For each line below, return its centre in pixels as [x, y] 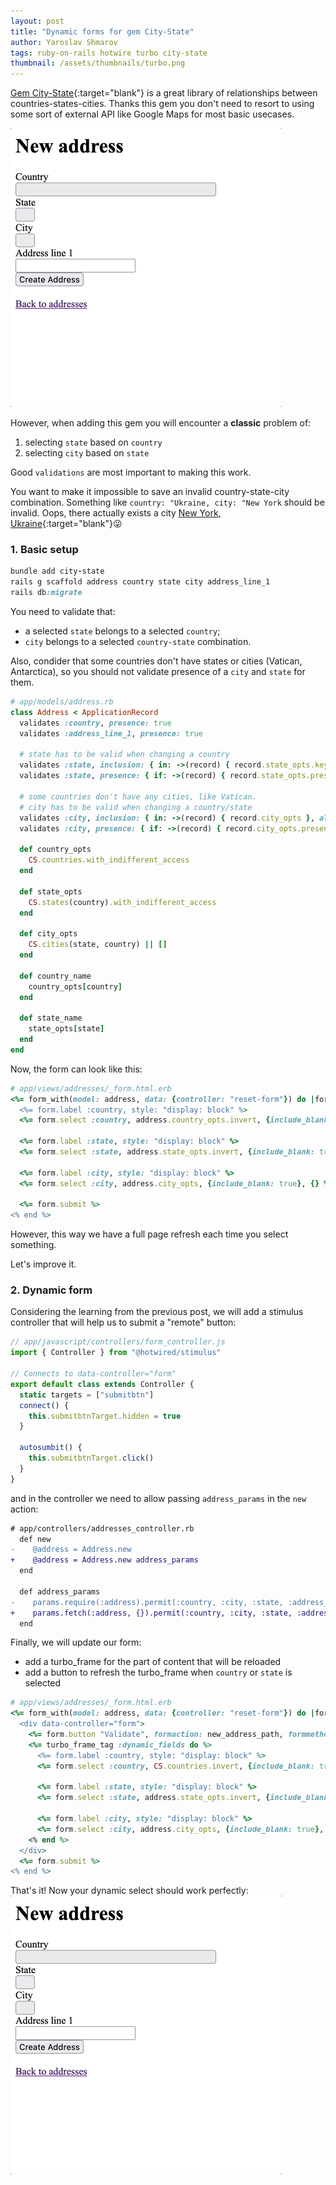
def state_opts [51, 891]
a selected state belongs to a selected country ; [122, 631]
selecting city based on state [87, 453]
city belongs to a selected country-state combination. [138, 642]
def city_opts [48, 934]
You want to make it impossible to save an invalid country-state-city [150, 492]
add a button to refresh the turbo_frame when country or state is [158, 1672]
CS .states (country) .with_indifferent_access [122, 902]
